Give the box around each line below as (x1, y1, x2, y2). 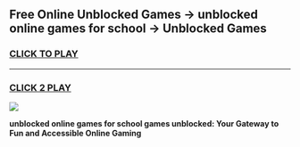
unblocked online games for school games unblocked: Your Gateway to (9, 118, 279, 128)
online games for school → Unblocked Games (9, 21, 268, 37)
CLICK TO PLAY (9, 48, 79, 61)
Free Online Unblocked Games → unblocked (9, 7, 259, 22)
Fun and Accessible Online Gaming (9, 127, 142, 138)
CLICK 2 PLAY (9, 81, 71, 94)
